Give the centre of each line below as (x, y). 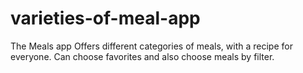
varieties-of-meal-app (105, 18)
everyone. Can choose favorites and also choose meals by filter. (142, 56)
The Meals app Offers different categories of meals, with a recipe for (151, 46)
